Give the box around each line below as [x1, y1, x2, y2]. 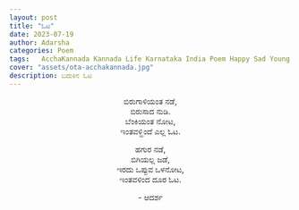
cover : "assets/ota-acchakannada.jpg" [9, 63, 154, 72]
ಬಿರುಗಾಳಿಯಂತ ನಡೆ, [124, 96, 177, 106]
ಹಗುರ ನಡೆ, [134, 144, 167, 155]
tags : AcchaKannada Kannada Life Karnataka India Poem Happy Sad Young [9, 55, 291, 63]
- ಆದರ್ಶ [138, 191, 163, 202]
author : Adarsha [9, 38, 70, 47]
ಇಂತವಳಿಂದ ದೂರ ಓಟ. [119, 173, 182, 184]
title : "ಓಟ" [9, 21, 56, 30]
